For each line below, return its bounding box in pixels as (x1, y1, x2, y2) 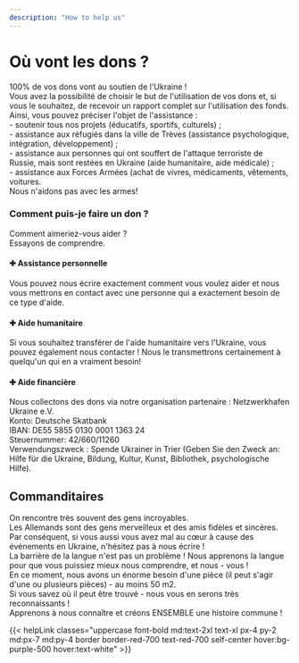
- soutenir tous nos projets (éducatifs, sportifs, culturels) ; (9, 119, 221, 130)
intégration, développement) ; (9, 138, 119, 148)
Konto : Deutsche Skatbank (9, 415, 107, 426)
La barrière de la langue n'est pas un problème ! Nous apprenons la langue (9, 550, 285, 561)
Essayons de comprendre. (9, 238, 105, 248)
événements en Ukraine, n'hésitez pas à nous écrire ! (9, 541, 205, 552)
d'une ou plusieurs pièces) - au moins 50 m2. (9, 579, 177, 590)
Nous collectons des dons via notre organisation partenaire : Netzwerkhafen (9, 397, 290, 407)
